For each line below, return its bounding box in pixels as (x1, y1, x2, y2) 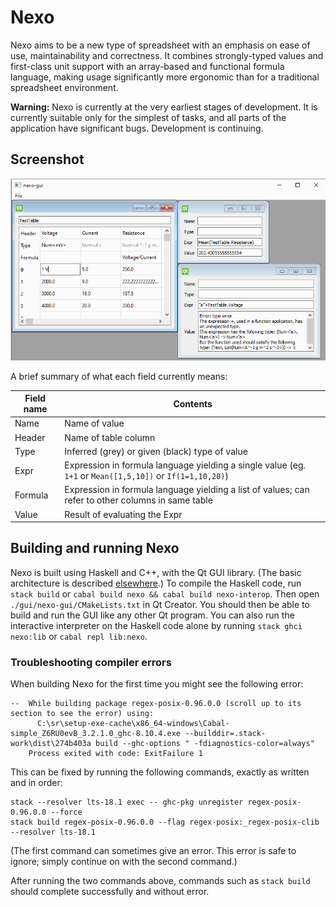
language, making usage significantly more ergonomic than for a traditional (10, 71, 320, 83)
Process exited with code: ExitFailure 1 (28, 749, 203, 759)
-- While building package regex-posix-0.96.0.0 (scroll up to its (10, 699, 302, 709)
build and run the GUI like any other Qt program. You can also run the (10, 609, 295, 621)
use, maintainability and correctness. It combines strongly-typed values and (10, 49, 324, 61)
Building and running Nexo (10, 540, 180, 557)
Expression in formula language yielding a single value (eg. (64, 459, 307, 471)
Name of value (64, 417, 125, 430)
